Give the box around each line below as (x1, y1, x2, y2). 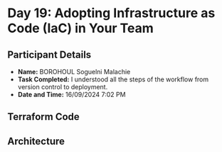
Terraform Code (7, 111, 80, 123)
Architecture (7, 135, 65, 147)
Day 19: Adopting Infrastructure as (7, 5, 216, 21)
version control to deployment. (17, 83, 108, 91)
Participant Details (7, 49, 92, 61)
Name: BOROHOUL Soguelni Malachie (17, 68, 131, 76)
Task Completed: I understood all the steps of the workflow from (17, 75, 209, 83)
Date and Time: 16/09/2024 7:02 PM (17, 91, 126, 98)
